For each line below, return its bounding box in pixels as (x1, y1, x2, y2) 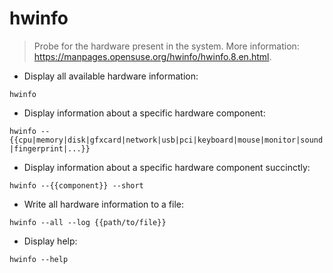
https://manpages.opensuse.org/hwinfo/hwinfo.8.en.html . (33, 50, 272, 62)
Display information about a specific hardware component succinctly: (23, 161, 311, 173)
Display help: (23, 235, 78, 247)
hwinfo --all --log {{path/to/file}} (9, 217, 167, 227)
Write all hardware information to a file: (23, 198, 184, 210)
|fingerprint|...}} (9, 143, 91, 154)
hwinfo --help (9, 254, 69, 264)
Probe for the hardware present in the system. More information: (33, 40, 300, 52)
